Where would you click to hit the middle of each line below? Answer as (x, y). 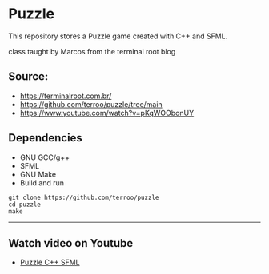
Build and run (42, 183)
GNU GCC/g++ (45, 157)
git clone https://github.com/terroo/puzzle (84, 197)
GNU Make (38, 174)
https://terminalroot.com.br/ (66, 96)
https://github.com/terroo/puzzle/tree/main (91, 104)
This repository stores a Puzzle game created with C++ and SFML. (118, 36)
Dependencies (45, 138)
